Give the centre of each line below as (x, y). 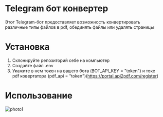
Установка (27, 47)
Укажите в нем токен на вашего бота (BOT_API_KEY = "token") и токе (84, 71)
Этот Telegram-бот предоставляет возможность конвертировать (73, 22)
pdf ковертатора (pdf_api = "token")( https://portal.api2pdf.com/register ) (85, 76)
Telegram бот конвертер (57, 9)
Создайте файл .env (33, 65)
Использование (39, 96)
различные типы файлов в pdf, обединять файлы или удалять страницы (80, 27)
